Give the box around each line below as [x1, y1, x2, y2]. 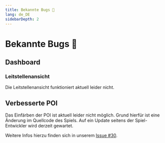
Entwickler [5, 123, 27, 129]
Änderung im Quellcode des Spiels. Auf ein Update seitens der [5, 117, 134, 123]
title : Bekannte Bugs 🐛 [5, 7, 55, 12]
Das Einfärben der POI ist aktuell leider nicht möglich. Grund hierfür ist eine [5, 112, 160, 118]
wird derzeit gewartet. [27, 123, 73, 129]
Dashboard [5, 58, 40, 66]
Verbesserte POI [5, 98, 58, 107]
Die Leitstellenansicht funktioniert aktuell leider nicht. [5, 84, 114, 90]
